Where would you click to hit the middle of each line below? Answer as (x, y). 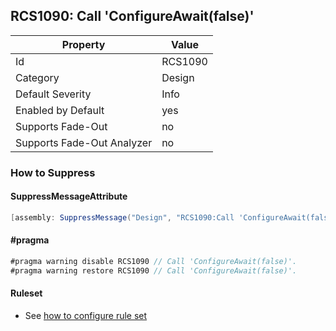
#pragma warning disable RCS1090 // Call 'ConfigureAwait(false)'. (154, 262)
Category (37, 77)
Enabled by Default (60, 110)
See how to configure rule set (86, 315)
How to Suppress (53, 172)
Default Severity (53, 94)
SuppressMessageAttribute (69, 196)
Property (83, 44)
